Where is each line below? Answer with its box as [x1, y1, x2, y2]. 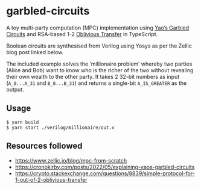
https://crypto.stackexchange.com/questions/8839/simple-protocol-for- [14, 170, 195, 177]
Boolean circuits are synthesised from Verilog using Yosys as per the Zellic [6, 42, 192, 49]
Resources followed [6, 141, 83, 151]
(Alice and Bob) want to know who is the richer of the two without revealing [6, 66, 194, 73]
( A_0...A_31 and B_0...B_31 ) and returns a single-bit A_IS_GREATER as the [6, 79, 187, 87]
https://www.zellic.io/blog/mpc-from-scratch [14, 156, 127, 164]
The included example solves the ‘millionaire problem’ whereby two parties [6, 60, 193, 67]
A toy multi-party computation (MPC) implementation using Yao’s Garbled [6, 24, 190, 31]
